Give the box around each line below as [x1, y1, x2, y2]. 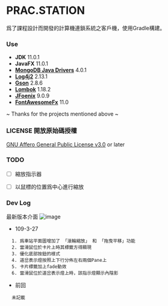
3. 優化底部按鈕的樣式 [11, 251, 60, 257]
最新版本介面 [6, 213, 38, 221]
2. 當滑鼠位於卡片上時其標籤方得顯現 [11, 244, 92, 251]
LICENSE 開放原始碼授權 [6, 126, 77, 135]
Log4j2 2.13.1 [14, 73, 48, 80]
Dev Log [6, 198, 31, 207]
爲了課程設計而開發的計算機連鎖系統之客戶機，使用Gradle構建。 [6, 24, 166, 31]
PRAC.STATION [6, 4, 86, 18]
